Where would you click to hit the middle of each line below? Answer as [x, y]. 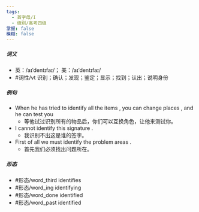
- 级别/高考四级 [29, 23]
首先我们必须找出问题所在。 [58, 149]
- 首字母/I [24, 17]
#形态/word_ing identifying [48, 188]
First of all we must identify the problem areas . [73, 142]
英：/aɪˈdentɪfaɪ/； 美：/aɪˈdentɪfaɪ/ [58, 70]
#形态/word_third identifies [48, 180]
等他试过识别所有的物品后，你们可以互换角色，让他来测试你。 [100, 122]
